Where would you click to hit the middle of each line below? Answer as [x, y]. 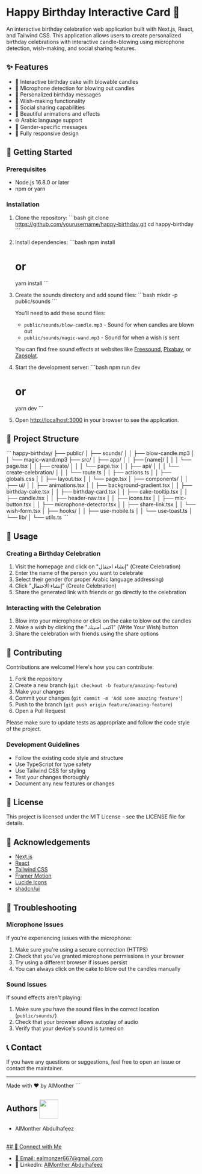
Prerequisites [26, 169]
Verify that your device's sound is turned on [69, 1028]
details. [15, 823]
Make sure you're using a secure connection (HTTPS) [81, 949]
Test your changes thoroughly [52, 777]
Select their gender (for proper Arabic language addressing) [89, 579]
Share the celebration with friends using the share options [87, 634]
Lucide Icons [31, 882]
